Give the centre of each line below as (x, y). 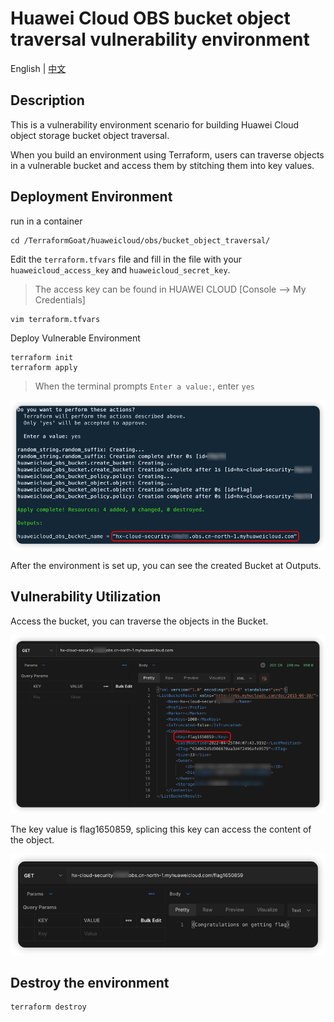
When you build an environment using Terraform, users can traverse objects (167, 154)
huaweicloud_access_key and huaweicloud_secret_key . (120, 269)
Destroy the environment (90, 982)
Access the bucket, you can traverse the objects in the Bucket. (139, 621)
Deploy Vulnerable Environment (75, 338)
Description (47, 100)
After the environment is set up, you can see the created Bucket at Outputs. (166, 565)
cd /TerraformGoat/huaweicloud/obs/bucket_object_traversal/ (140, 240)
